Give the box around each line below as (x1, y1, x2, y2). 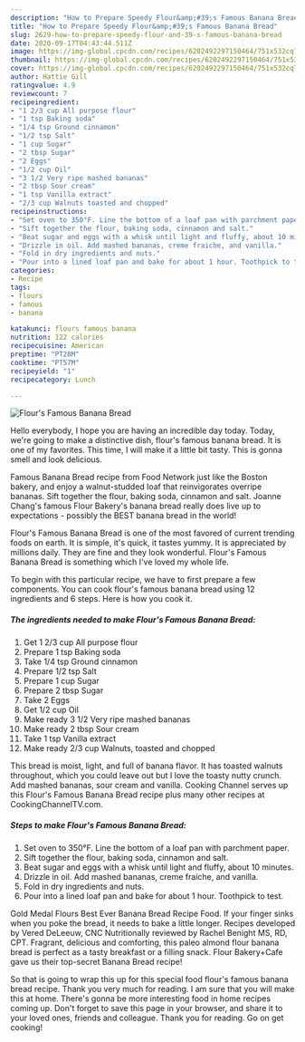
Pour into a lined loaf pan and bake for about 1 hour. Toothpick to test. (23, 891, 284, 902)
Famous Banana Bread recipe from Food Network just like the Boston (10, 472, 268, 483)
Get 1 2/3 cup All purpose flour (23, 637, 138, 648)
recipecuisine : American (10, 342, 104, 351)
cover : (10, 64, 35, 73)
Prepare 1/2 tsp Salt (23, 666, 98, 677)
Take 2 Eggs (23, 695, 71, 706)
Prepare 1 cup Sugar (23, 676, 100, 687)
